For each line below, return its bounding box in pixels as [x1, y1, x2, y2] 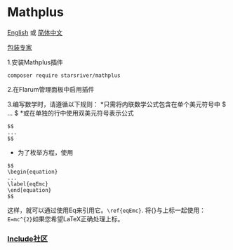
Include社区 [7, 234, 48, 244]
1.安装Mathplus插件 [7, 57, 63, 67]
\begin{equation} [7, 168, 58, 175]
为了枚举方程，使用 [17, 148, 74, 156]
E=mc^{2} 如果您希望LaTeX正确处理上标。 [7, 214, 124, 223]
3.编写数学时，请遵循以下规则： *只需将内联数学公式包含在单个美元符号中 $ [7, 99, 227, 109]
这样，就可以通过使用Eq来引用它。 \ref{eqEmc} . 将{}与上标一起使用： [7, 206, 206, 214]
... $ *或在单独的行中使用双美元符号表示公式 [7, 109, 134, 117]
